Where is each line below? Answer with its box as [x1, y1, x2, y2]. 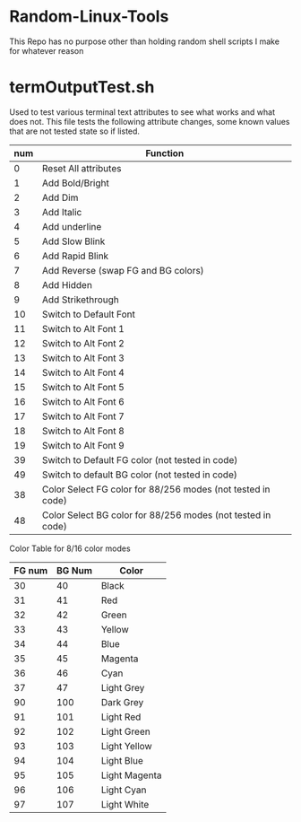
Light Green [100, 725, 150, 738]
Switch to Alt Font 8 [41, 424, 125, 437]
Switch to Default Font [41, 308, 136, 320]
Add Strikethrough [41, 293, 119, 306]
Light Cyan [100, 783, 147, 796]
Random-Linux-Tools [9, 6, 169, 27]
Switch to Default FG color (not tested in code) [41, 453, 238, 466]
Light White [100, 798, 150, 810]
